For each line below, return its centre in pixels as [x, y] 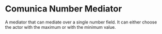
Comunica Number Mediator [64, 9]
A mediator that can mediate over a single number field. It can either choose [81, 22]
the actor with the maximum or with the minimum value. [61, 27]
